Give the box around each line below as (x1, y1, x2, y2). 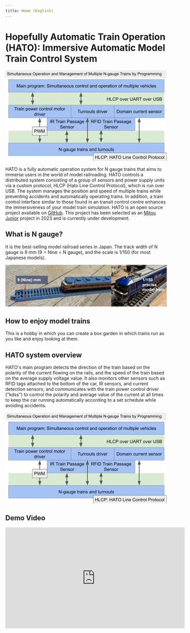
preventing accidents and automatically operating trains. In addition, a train (5, 193, 163, 200)
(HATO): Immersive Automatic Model (5, 42, 165, 53)
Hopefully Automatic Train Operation (5, 31, 165, 43)
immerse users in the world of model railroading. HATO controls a (5, 172, 143, 178)
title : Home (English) (5, 8, 54, 13)
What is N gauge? (5, 230, 63, 239)
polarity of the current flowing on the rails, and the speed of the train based (5, 369, 164, 375)
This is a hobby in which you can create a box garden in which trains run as (5, 330, 165, 337)
